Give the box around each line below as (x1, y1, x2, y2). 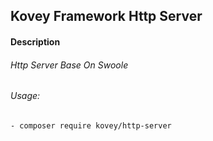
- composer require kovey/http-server (10, 120, 172, 131)
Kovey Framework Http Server (10, 8, 203, 25)
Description (10, 35, 61, 48)
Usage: (10, 90, 41, 102)
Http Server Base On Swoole (10, 59, 129, 71)
